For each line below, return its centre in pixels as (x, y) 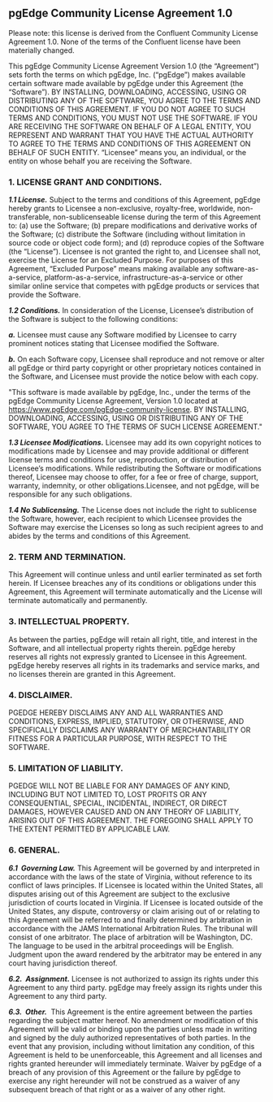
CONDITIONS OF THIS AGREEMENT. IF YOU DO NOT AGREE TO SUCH (127, 109)
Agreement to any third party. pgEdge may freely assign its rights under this (135, 987)
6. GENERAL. (35, 850)
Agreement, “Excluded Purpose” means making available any (111, 269)
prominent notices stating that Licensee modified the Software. (114, 344)
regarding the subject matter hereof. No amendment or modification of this (133, 1020)
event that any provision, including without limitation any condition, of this (132, 1046)
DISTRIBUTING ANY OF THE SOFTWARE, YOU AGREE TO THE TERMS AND (135, 100)
